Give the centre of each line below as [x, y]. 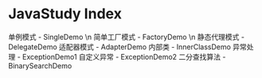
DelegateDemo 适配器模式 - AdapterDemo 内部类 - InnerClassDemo [119, 47]
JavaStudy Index [65, 14]
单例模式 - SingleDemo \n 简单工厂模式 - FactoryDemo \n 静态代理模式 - [127, 37]
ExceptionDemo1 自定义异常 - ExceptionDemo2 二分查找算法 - [124, 57]
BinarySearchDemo [40, 65]
